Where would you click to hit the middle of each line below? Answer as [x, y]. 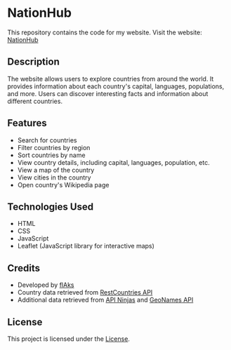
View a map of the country [56, 170]
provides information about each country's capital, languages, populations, [116, 86]
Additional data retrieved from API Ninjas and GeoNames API [105, 300]
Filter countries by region [54, 147]
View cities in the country [54, 177]
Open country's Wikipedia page [63, 184]
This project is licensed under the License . [68, 339]
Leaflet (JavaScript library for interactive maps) [86, 246]
